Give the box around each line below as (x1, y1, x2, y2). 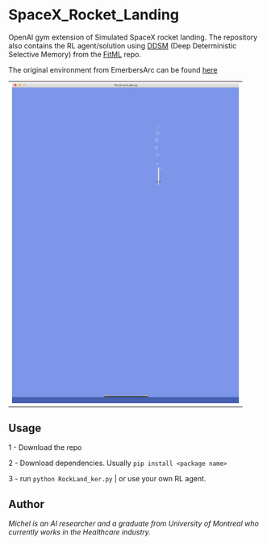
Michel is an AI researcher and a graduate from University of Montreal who (8, 518, 260, 529)
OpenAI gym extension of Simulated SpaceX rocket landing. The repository (8, 32, 258, 42)
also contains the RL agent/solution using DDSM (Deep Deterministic (8, 40, 237, 50)
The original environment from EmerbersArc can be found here (8, 64, 218, 74)
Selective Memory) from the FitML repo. (8, 49, 141, 59)
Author (8, 497, 44, 511)
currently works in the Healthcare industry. (8, 527, 152, 537)
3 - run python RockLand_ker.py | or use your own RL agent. (8, 474, 207, 484)
